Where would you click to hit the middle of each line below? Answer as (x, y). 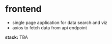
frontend (23, 9)
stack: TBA (16, 37)
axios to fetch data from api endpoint (50, 27)
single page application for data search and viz (60, 22)
